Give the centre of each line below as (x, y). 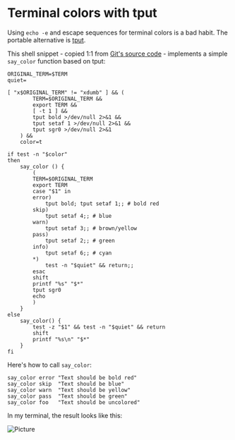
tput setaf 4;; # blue (78, 216)
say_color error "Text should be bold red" (72, 378)
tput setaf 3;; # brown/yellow (91, 228)
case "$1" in (52, 191)
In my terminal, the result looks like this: (65, 415)
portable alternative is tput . (47, 39)
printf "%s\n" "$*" (61, 339)
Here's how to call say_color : (49, 365)
